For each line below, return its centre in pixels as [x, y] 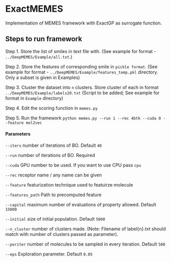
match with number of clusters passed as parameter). [62, 234]
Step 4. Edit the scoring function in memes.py [52, 108]
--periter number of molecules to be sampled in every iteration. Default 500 [85, 244]
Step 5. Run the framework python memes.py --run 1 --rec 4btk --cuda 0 [83, 118]
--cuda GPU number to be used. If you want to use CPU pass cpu [73, 165]
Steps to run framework [44, 39]
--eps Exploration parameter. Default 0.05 [49, 254]
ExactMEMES [34, 9]
